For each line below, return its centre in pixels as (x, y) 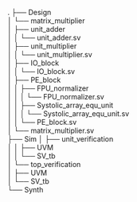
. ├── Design (29, 12)
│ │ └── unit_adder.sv (44, 37)
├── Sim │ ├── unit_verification (61, 139)
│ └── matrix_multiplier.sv (51, 130)
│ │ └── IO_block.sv (41, 71)
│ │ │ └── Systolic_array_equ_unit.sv (68, 114)
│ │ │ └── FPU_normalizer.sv (56, 97)
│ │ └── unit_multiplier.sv (50, 54)
